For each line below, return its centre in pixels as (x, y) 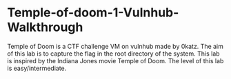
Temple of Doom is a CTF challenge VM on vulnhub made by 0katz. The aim (115, 46)
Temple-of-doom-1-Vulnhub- (93, 13)
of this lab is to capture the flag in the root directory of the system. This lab (113, 54)
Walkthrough (45, 27)
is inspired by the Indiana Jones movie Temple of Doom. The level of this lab (115, 60)
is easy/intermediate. (37, 68)
